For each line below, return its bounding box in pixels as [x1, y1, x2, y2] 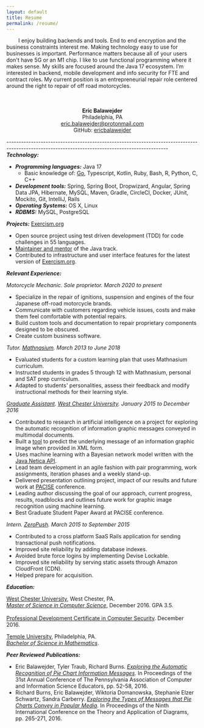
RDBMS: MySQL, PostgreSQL [15, 209, 90, 216]
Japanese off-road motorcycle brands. [15, 300, 113, 307]
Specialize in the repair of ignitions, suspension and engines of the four [15, 293, 194, 301]
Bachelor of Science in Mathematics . [6, 640, 99, 647]
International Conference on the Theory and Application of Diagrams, [15, 708, 189, 716]
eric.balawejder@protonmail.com [60, 120, 144, 127]
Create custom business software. [15, 332, 102, 340]
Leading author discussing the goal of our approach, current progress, [15, 490, 192, 497]
